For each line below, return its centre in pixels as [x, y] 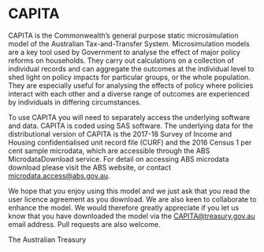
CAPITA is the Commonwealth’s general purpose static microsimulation [123, 35]
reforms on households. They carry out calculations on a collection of [121, 60]
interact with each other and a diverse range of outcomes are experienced [129, 93]
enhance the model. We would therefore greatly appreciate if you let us [124, 207]
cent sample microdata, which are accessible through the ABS [109, 151]
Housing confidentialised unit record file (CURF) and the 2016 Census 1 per [130, 142]
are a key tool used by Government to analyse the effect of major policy [124, 52]
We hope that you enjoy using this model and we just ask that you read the [129, 191]
